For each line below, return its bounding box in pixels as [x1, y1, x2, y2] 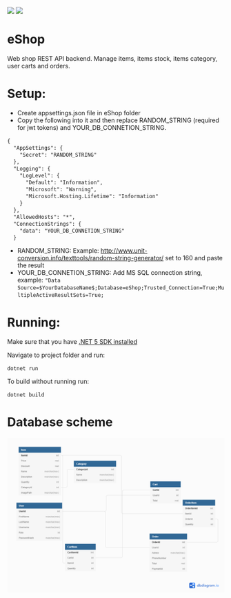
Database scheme [7, 414, 113, 430]
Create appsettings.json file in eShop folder [17, 108, 141, 117]
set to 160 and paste [165, 253, 223, 262]
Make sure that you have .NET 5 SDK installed [7, 337, 138, 345]
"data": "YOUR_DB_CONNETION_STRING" [19, 227, 125, 234]
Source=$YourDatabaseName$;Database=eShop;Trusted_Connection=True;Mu [17, 284, 225, 291]
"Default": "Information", [25, 179, 103, 186]
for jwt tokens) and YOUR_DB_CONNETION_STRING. [17, 123, 167, 131]
